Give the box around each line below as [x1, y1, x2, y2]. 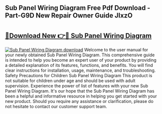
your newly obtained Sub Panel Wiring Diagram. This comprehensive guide [5, 52, 155, 58]
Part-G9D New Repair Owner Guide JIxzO [5, 12, 133, 20]
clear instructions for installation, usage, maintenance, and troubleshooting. [5, 67, 156, 73]
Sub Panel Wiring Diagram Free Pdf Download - [5, 4, 150, 12]
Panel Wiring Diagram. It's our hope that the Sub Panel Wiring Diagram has [5, 88, 155, 94]
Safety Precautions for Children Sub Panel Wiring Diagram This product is [5, 73, 153, 78]
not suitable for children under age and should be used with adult [5, 78, 136, 83]
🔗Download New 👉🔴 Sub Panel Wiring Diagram [5, 32, 152, 40]
